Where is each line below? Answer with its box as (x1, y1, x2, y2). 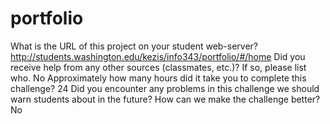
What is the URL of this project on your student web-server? (10, 40, 259, 52)
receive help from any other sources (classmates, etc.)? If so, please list (10, 61, 307, 73)
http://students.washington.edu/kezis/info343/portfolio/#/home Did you (10, 50, 306, 62)
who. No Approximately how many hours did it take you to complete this (10, 72, 307, 84)
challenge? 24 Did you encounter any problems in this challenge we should (10, 82, 320, 94)
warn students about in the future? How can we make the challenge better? (10, 93, 321, 105)
